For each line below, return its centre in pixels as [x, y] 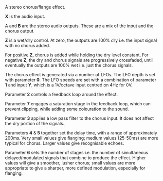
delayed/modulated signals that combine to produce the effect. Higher [75, 158]
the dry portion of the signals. [35, 123]
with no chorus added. [27, 45]
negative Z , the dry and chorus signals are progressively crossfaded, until [79, 60]
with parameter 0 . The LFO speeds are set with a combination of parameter [81, 80]
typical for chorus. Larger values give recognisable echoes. [64, 143]
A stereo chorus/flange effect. [35, 7]
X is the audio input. [25, 16]
